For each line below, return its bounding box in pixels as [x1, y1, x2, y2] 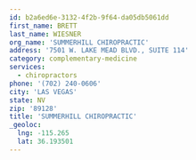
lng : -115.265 [17, 129, 69, 138]
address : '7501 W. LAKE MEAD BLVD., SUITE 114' [9, 46, 190, 55]
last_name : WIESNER [9, 29, 82, 38]
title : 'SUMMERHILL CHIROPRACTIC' [9, 112, 138, 121]
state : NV [9, 95, 46, 105]
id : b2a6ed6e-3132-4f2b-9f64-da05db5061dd [9, 12, 169, 22]
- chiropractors [17, 71, 78, 80]
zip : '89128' [9, 104, 58, 113]
